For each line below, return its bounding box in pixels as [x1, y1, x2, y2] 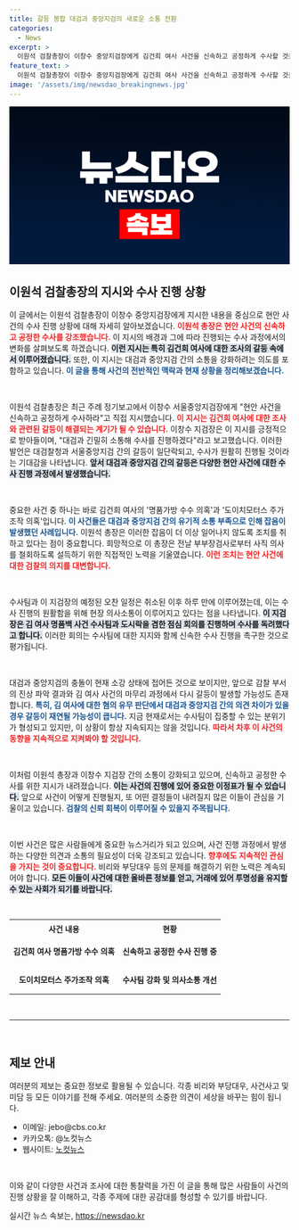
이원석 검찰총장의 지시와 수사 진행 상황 [9, 284, 206, 299]
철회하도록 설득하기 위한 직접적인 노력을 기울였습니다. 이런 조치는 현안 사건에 [18, 549, 284, 560]
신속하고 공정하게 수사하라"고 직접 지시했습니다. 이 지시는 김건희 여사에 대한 [9, 413, 271, 424]
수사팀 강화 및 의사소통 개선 [122, 974, 218, 985]
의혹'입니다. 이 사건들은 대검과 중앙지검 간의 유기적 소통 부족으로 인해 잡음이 [25, 516, 287, 526]
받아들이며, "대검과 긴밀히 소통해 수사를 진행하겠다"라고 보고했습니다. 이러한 [18, 435, 283, 446]
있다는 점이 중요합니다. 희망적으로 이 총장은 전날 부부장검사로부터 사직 [25, 538, 269, 549]
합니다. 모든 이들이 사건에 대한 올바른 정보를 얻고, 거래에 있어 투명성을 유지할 [25, 872, 288, 883]
